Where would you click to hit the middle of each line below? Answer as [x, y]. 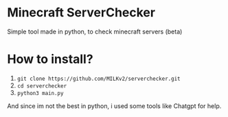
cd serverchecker [42, 86]
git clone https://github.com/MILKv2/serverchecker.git [99, 79]
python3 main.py [40, 93]
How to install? [50, 59]
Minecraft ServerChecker [81, 13]
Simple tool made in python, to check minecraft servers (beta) [95, 31]
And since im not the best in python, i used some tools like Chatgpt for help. [114, 106]
